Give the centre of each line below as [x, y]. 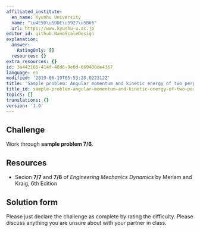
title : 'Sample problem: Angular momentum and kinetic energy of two [94, 84]
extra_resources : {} [32, 61]
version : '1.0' [25, 106]
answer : [21, 45]
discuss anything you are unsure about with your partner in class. [86, 222]
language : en [22, 73]
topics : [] [20, 95]
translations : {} [28, 100]
